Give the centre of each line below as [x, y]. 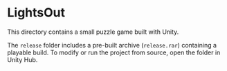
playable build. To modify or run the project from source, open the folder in [114, 52]
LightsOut [36, 13]
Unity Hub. [22, 59]
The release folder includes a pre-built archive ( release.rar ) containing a [112, 45]
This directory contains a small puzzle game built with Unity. [93, 32]
